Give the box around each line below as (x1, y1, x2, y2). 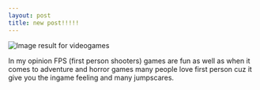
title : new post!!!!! (8, 19, 80, 27)
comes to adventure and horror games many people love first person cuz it (8, 64, 253, 73)
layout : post (8, 11, 51, 20)
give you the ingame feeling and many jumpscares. (8, 73, 175, 82)
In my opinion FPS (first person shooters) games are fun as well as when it (8, 56, 251, 66)
